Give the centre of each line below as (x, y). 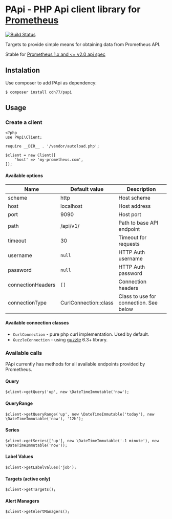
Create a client (24, 122)
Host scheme (134, 198)
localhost (72, 206)
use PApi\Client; (24, 137)
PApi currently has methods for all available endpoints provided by (75, 364)
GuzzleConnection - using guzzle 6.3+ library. (60, 339)
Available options (24, 176)
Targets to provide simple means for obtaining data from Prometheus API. (83, 44)
